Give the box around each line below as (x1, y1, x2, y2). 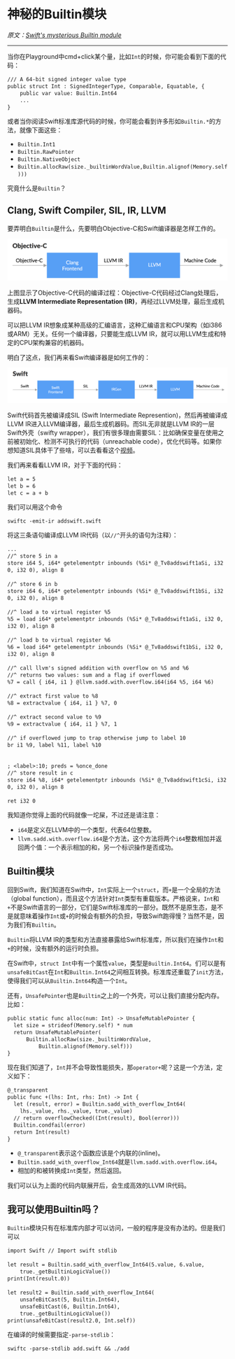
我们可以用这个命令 (7, 502, 63, 511)
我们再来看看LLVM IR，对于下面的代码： (7, 460, 123, 469)
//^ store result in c (7, 769, 73, 777)
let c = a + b (7, 489, 49, 497)
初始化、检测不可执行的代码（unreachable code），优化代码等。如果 (19, 437, 216, 445)
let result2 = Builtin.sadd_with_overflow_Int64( (7, 1289, 155, 1296)
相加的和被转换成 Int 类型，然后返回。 (17, 1166, 126, 1174)
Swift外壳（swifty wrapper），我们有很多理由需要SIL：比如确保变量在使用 (7, 428, 218, 437)
